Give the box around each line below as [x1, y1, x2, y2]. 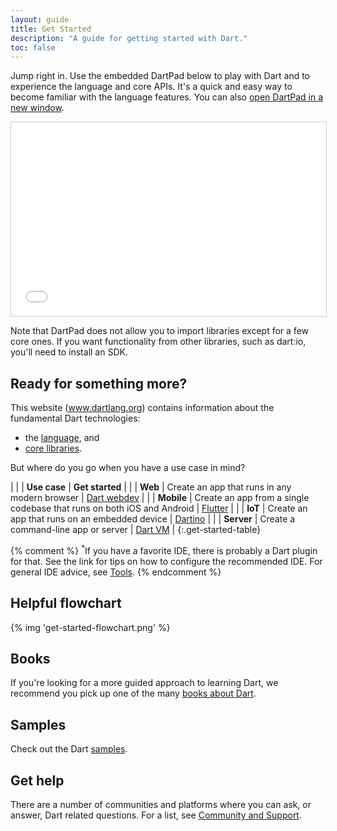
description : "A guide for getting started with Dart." [10, 33, 248, 43]
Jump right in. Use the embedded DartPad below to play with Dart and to [10, 70, 311, 82]
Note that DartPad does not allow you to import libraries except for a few [10, 325, 310, 337]
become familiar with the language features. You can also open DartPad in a [10, 91, 324, 103]
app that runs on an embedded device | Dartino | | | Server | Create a [10, 513, 296, 525]
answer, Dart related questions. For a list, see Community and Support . [10, 809, 302, 821]
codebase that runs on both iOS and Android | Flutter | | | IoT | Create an [10, 502, 308, 515]
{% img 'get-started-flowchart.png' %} [10, 621, 171, 633]
